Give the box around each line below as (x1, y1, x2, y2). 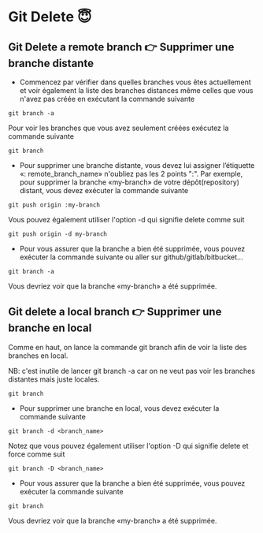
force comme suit (8, 449, 65, 459)
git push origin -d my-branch (8, 230, 108, 238)
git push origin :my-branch (8, 201, 101, 209)
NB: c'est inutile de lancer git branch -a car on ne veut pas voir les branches (8, 366, 256, 375)
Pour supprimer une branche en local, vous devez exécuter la (19, 403, 220, 413)
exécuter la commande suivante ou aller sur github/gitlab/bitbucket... (19, 252, 243, 262)
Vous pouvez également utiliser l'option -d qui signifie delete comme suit (8, 215, 245, 224)
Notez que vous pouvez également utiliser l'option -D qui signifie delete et (8, 441, 250, 450)
